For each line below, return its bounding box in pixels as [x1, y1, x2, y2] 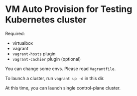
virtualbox [12, 40, 33, 46]
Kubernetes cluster [5, 14, 87, 25]
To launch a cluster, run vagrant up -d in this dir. [5, 75, 105, 81]
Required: [5, 30, 25, 36]
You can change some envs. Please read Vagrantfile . [5, 66, 116, 72]
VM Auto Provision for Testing [5, 3, 133, 15]
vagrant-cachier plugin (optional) [12, 56, 81, 62]
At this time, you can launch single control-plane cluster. [5, 85, 121, 91]
